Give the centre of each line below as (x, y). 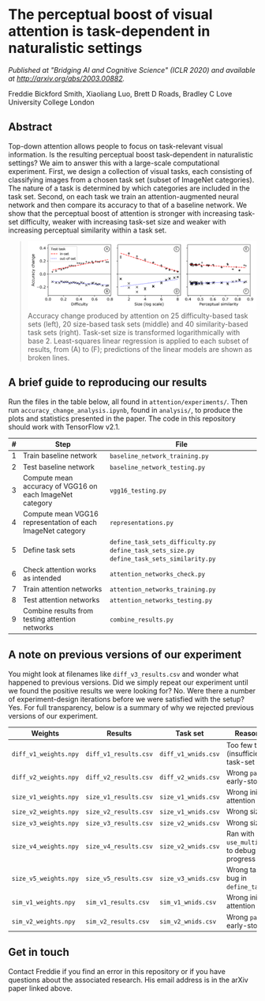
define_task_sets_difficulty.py (162, 542)
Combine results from (58, 611)
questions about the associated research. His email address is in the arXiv (128, 980)
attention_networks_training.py (162, 589)
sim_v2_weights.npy (43, 922)
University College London (51, 102)
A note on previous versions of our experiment (125, 655)
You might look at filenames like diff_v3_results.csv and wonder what (123, 674)
